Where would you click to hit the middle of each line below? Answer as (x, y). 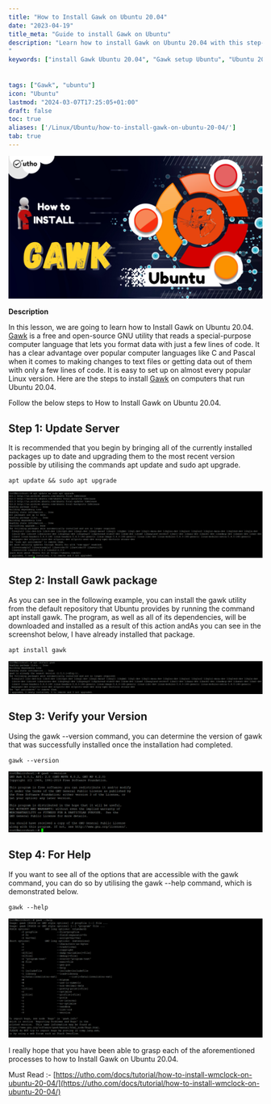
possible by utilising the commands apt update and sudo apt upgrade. (125, 465)
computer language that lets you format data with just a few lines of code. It (134, 345)
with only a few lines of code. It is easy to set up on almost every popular (130, 370)
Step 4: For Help (50, 855)
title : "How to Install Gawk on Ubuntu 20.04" (88, 17)
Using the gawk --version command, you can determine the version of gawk (135, 736)
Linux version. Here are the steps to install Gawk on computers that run (127, 378)
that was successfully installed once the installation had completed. (121, 744)
